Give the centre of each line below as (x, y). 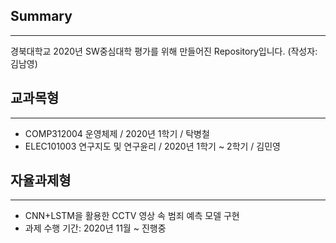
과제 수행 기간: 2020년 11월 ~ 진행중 (95, 228)
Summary (41, 16)
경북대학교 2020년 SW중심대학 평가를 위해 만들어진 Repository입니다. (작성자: (164, 51)
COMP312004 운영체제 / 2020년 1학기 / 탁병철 (117, 133)
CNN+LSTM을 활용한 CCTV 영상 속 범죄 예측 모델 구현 (132, 216)
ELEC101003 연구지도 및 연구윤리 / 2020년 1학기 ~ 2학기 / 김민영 (152, 146)
